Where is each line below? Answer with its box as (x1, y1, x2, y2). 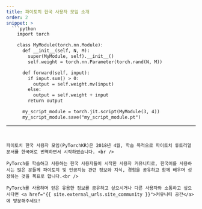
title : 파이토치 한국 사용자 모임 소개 (6, 8, 90, 15)
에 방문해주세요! (6, 198, 41, 204)
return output (28, 98, 63, 104)
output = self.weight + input (32, 92, 109, 98)
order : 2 (6, 14, 28, 20)
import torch (17, 31, 50, 37)
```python (11, 25, 36, 32)
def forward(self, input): (22, 70, 90, 76)
